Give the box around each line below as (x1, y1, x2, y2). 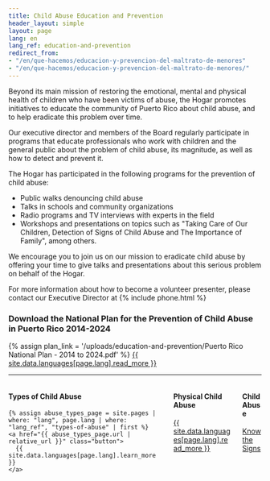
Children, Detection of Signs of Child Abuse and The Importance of (19, 227, 243, 237)
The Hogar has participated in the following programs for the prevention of (8, 168, 256, 178)
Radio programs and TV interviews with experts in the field (19, 210, 215, 220)
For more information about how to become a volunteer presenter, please (8, 284, 251, 294)
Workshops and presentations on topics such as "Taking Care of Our (19, 218, 248, 228)
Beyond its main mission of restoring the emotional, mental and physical (8, 86, 247, 96)
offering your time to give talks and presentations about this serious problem (8, 259, 262, 270)
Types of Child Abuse (8, 392, 82, 401)
